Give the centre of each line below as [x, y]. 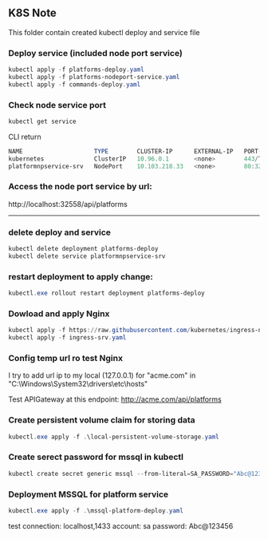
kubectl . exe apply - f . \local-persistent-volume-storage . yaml [114, 437]
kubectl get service [43, 122]
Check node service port [57, 105]
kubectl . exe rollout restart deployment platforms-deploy [106, 293]
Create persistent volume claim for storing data [102, 420]
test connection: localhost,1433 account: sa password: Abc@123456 [121, 525]
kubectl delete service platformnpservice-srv [87, 256]
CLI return [25, 137]
